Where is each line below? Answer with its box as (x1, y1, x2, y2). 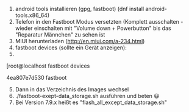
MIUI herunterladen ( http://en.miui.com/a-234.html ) (15, 38, 145, 44)
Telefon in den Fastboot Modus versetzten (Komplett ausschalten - (15, 18, 184, 25)
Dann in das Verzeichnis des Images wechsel (15, 86, 129, 93)
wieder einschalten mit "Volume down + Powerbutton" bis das (15, 24, 172, 32)
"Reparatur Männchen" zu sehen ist (15, 31, 105, 38)
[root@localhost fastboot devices (6, 62, 90, 69)
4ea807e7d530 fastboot (6, 74, 67, 81)
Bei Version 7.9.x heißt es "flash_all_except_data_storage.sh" (15, 99, 168, 106)
